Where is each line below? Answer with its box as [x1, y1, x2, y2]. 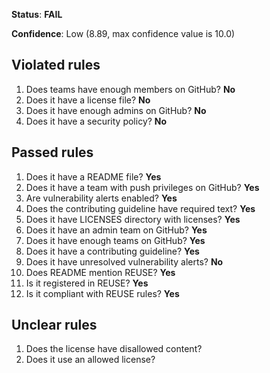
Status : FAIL [11, 9, 63, 20]
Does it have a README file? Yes [25, 170, 162, 183]
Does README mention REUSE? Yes [25, 266, 176, 278]
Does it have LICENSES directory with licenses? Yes [25, 213, 241, 225]
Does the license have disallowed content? [25, 343, 203, 355]
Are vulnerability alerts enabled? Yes [25, 192, 178, 204]
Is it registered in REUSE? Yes [25, 277, 149, 289]
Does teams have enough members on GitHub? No [25, 83, 236, 95]
